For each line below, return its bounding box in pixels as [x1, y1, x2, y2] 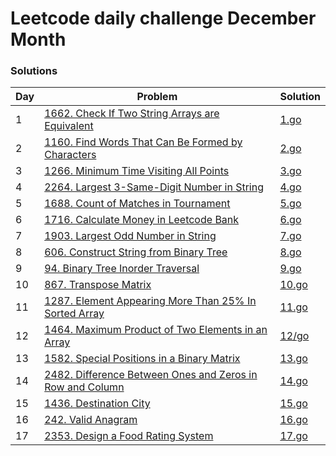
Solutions [10, 64, 58, 78]
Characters [44, 148, 97, 162]
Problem [136, 90, 178, 104]
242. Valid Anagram [44, 413, 138, 427]
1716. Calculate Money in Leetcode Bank [44, 213, 240, 227]
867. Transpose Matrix [44, 278, 152, 292]
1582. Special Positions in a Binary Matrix [44, 352, 241, 366]
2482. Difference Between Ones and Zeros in [44, 368, 258, 382]
